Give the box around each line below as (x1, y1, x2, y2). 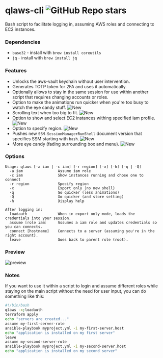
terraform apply (5, 312, 38, 317)
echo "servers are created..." (5, 317, 69, 322)
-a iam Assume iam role (9, 168, 91, 174)
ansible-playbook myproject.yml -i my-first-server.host (5, 326, 124, 331)
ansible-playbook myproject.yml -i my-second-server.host (5, 344, 126, 349)
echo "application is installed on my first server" (5, 330, 115, 335)
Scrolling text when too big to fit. (12, 109, 79, 115)
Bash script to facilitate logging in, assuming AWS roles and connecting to (5, 21, 155, 27)
